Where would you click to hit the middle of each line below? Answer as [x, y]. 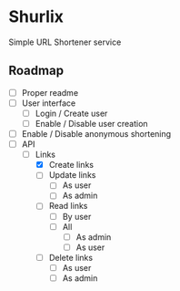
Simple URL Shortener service [65, 42]
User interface [49, 103]
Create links [71, 165]
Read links [68, 206]
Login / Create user [71, 113]
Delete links [70, 257]
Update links [72, 175]
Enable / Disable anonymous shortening [96, 134]
